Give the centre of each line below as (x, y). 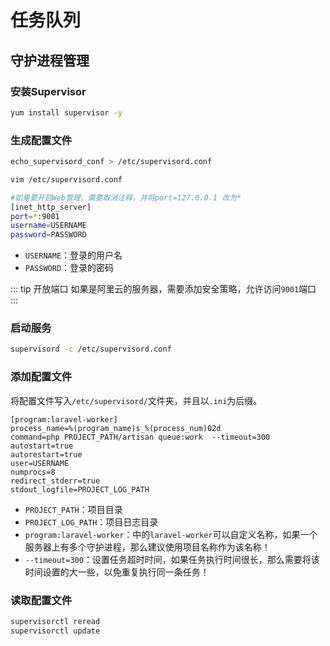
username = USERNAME (48, 226)
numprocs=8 (33, 472)
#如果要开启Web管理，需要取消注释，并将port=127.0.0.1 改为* (126, 197)
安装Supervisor (48, 91)
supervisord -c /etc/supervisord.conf (91, 349)
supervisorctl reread (55, 621)
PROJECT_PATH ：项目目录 (73, 509)
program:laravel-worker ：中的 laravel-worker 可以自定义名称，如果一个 (171, 534)
